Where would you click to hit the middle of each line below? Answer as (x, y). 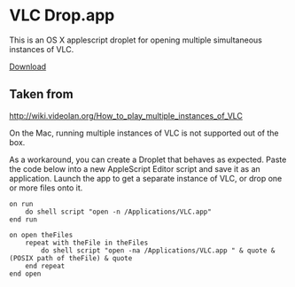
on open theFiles (41, 235)
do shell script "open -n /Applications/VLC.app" (119, 212)
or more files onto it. (46, 188)
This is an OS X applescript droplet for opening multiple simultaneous (136, 40)
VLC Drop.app (62, 16)
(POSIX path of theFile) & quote (71, 258)
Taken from (41, 94)
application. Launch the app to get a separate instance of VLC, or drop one (146, 178)
